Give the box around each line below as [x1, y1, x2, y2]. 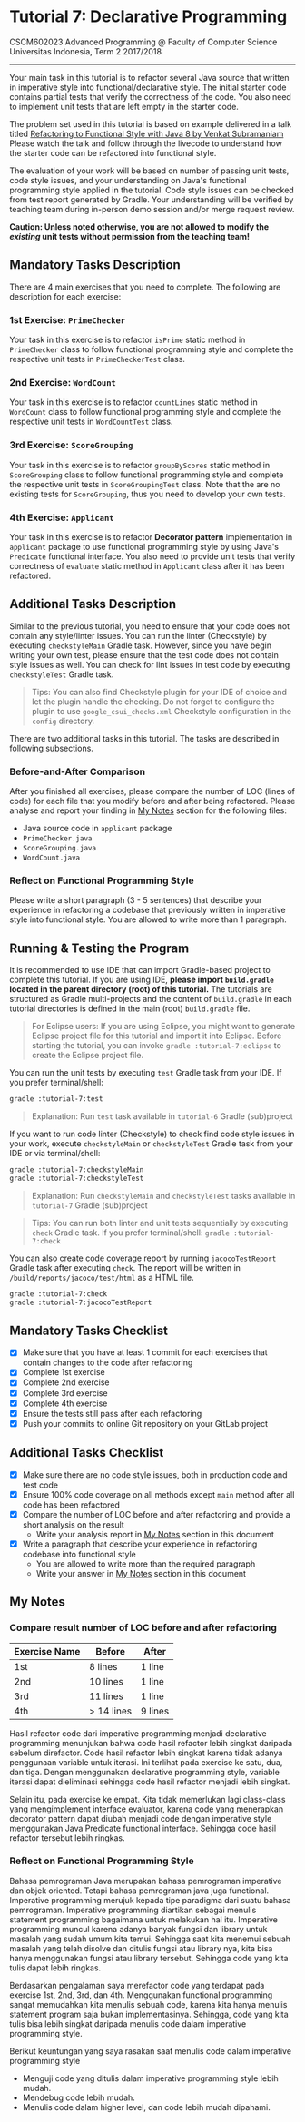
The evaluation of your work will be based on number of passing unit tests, [9, 165, 290, 176]
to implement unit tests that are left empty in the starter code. [9, 101, 239, 112]
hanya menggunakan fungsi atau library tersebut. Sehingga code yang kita [9, 1952, 289, 1963]
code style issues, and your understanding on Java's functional [9, 174, 247, 185]
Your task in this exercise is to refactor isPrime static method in [9, 334, 246, 346]
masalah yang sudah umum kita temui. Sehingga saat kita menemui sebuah [9, 1933, 291, 1944]
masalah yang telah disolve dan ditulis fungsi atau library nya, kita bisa [9, 1942, 273, 1953]
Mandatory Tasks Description [9, 257, 182, 273]
